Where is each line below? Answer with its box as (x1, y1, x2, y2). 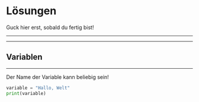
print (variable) (6, 90, 46, 96)
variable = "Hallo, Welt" (6, 85, 70, 91)
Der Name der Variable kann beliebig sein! (6, 73, 110, 81)
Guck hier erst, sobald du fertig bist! (6, 24, 94, 31)
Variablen (6, 52, 43, 62)
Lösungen (6, 4, 57, 18)
